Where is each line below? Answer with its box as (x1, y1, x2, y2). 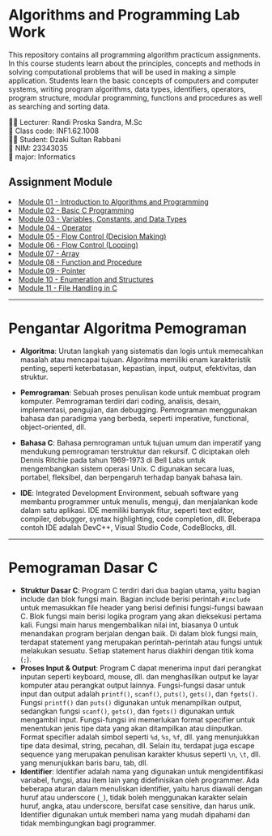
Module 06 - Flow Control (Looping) (19, 239, 139, 249)
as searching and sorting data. (8, 101, 110, 111)
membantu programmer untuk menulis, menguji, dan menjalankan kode (19, 497, 258, 506)
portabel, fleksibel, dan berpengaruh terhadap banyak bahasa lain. (19, 472, 243, 482)
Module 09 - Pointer (19, 265, 87, 275)
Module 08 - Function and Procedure (19, 257, 142, 267)
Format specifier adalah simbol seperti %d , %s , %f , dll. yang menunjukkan (19, 732, 260, 742)
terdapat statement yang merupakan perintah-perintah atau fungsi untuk (19, 637, 263, 647)
